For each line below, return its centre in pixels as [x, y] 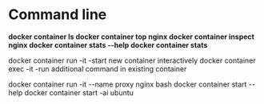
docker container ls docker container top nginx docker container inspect [131, 37]
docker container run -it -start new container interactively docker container [132, 60]
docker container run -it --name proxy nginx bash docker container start [128, 84]
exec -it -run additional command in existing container [98, 68]
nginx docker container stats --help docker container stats [108, 44]
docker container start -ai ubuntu [79, 92]
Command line [58, 15]
